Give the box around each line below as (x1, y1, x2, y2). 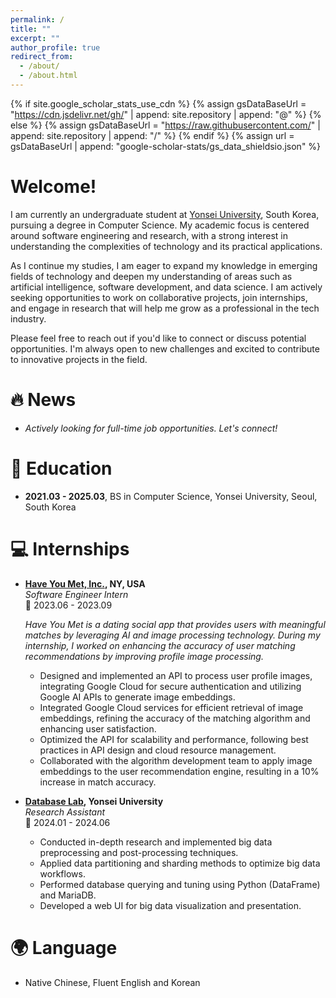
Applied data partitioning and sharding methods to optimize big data (39, 857, 321, 869)
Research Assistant (24, 806, 106, 818)
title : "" (10, 24, 52, 34)
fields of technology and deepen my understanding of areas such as (10, 270, 293, 282)
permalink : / (10, 14, 65, 25)
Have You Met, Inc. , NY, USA (24, 577, 146, 590)
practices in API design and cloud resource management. (39, 744, 277, 756)
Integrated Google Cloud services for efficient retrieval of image (39, 701, 304, 713)
